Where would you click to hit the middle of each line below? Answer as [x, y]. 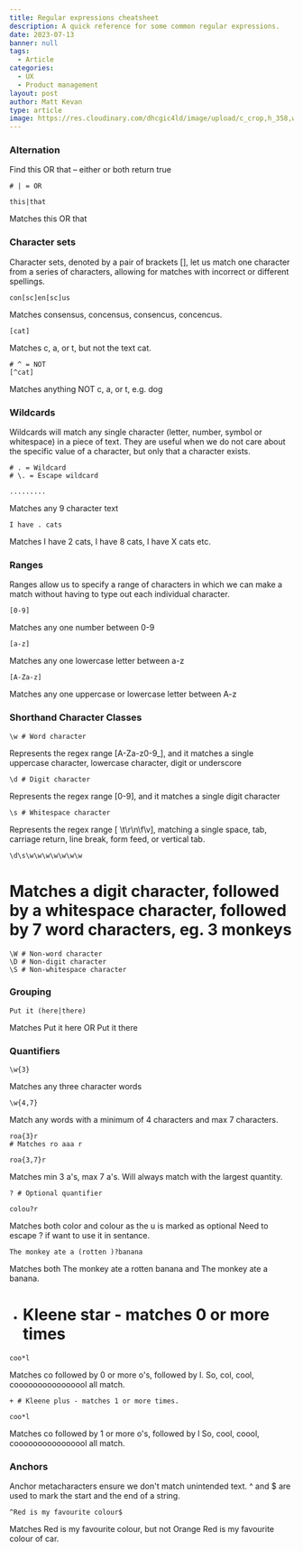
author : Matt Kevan [46, 102]
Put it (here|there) [48, 1011]
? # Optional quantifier [56, 1193]
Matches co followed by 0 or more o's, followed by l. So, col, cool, [132, 1375]
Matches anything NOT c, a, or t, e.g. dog [86, 388]
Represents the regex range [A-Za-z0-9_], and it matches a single [132, 753]
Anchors [29, 1467]
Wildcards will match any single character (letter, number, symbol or [136, 432]
